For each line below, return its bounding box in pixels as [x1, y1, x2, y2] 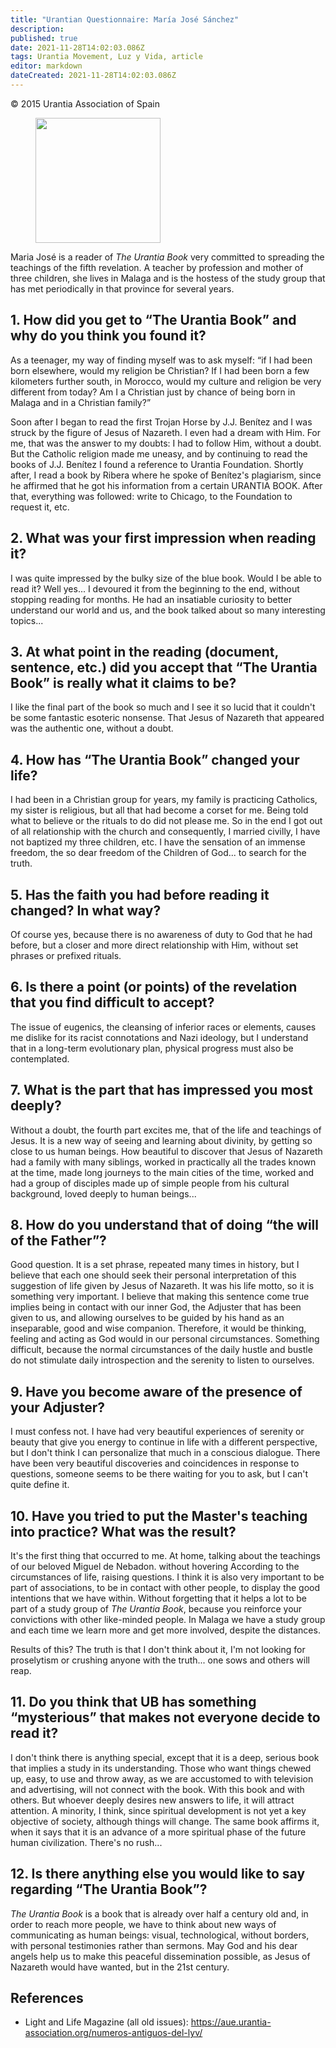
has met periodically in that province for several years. [10, 282, 235, 295]
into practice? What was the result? [10, 1523, 237, 1540]
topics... [10, 614, 44, 626]
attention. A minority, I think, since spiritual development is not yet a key [10, 1804, 307, 1816]
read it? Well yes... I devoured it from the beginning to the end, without [10, 582, 300, 595]
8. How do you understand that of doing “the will [10, 1216, 319, 1233]
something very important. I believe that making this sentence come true [10, 1291, 310, 1303]
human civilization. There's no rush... [10, 1836, 163, 1848]
